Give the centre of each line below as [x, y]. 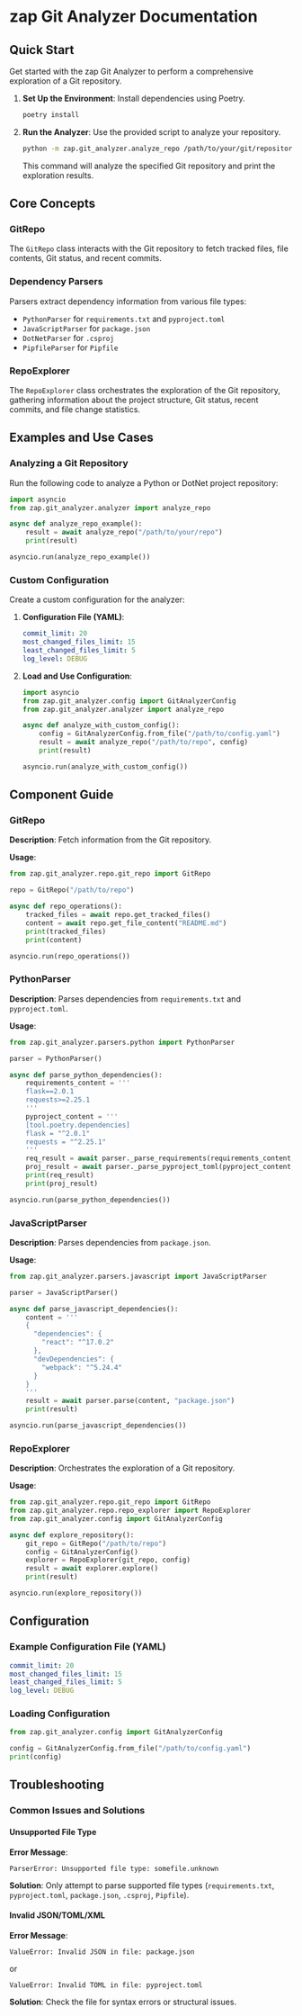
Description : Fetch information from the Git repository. [111, 840]
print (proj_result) [62, 1183]
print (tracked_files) [66, 931]
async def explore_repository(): [72, 1535]
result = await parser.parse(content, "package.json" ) [130, 1401]
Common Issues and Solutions [77, 1811]
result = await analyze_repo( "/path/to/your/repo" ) [124, 533]
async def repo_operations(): [66, 906]
